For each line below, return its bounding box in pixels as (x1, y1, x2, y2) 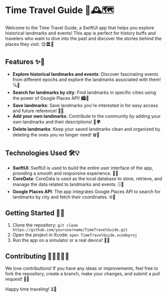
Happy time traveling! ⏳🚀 (5, 286, 57, 292)
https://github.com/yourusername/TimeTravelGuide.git (12, 227, 128, 233)
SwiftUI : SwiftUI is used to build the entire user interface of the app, (12, 165, 153, 171)
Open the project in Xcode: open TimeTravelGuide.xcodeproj (12, 232, 137, 238)
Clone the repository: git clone (12, 222, 78, 228)
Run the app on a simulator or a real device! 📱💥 (12, 237, 110, 243)
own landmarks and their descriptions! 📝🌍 (12, 119, 101, 125)
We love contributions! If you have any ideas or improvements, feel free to (5, 265, 158, 271)
